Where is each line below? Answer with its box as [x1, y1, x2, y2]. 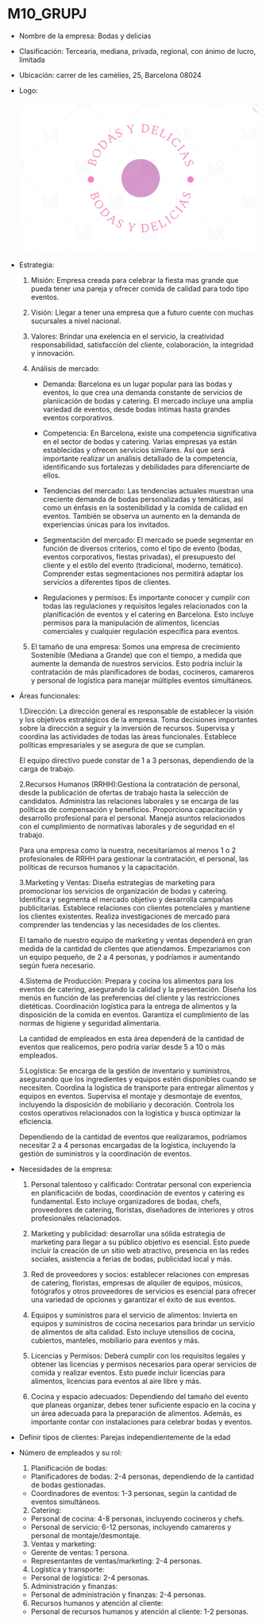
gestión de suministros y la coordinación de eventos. [18, 1149, 192, 1158]
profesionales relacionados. [30, 1213, 122, 1224]
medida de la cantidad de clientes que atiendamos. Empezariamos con [18, 944, 251, 953]
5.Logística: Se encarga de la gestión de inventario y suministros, [18, 1066, 233, 1076]
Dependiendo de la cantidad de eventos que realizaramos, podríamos [18, 1132, 248, 1142]
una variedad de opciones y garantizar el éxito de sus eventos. [30, 1295, 237, 1305]
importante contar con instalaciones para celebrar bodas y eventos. [30, 1417, 253, 1427]
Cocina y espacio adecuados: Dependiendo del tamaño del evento [30, 1392, 249, 1402]
